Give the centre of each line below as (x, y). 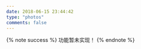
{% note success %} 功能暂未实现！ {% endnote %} (70, 40)
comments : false (26, 22)
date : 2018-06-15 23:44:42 (40, 12)
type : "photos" (25, 17)
